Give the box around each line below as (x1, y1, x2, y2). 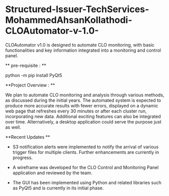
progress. (12, 154, 33, 161)
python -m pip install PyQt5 (5, 72, 62, 78)
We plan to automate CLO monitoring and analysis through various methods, (5, 92, 164, 98)
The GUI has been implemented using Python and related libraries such (12, 179, 162, 185)
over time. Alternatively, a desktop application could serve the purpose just (5, 119, 162, 125)
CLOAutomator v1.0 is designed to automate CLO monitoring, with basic (5, 42, 155, 48)
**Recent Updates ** (5, 134, 51, 140)
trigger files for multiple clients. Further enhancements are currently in (12, 149, 159, 155)
